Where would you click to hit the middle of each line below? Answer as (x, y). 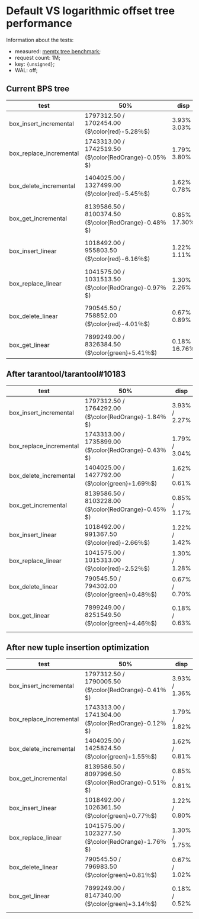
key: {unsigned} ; (35, 64)
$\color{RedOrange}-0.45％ (127, 509)
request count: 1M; (37, 57)
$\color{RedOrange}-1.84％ (127, 417)
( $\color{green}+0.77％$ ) (121, 816)
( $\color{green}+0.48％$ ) (121, 595)
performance (39, 23)
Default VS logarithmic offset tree (91, 11)
